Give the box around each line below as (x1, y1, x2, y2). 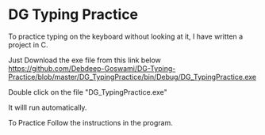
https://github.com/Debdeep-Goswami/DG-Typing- (8, 63, 176, 73)
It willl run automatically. (8, 103, 87, 112)
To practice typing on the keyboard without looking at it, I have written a (8, 32, 244, 41)
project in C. (8, 39, 48, 49)
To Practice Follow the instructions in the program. (8, 118, 173, 127)
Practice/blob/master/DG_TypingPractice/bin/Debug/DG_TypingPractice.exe (8, 72, 257, 81)
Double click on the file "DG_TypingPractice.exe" (8, 87, 168, 96)
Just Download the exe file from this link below (8, 55, 161, 65)
